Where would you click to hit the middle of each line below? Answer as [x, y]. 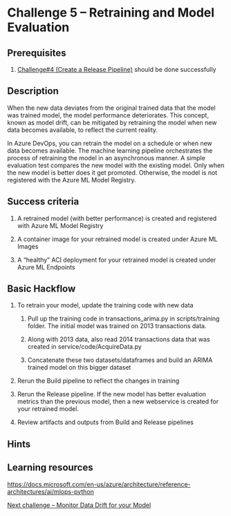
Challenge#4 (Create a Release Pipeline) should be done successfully [117, 69]
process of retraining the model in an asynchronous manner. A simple [106, 157]
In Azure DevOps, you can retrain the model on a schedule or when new [110, 143]
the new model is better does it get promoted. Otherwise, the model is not [112, 172]
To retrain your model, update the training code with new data [105, 305]
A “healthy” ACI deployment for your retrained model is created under [117, 260]
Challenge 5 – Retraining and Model [111, 13]
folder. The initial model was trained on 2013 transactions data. [117, 326]
